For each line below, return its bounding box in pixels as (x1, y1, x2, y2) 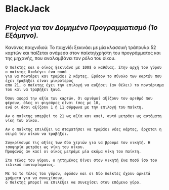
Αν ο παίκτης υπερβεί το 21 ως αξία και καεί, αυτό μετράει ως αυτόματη (5, 114, 162, 119)
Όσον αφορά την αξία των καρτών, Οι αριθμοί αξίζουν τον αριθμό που (5, 96, 153, 101)
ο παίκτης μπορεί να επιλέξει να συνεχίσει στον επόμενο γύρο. (5, 180, 142, 185)
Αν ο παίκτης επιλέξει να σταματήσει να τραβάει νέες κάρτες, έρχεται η (5, 127, 162, 132)
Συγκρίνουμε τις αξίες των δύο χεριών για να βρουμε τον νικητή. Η (5, 140, 151, 145)
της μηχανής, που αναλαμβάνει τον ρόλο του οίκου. (5, 55, 116, 61)
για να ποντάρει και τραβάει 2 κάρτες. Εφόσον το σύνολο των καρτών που (5, 74, 162, 79)
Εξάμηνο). (5, 31, 39, 39)
